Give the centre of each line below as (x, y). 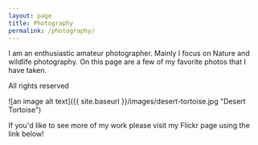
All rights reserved (39, 86)
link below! (26, 134)
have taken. (27, 70)
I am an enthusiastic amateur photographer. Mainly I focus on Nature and (129, 54)
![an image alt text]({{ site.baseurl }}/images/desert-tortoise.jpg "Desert (127, 102)
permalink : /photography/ (51, 30)
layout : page (30, 16)
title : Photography (41, 23)
